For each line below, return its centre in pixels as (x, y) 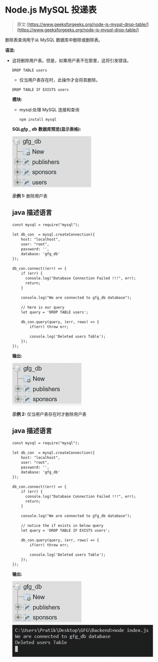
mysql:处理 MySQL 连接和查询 (49, 109)
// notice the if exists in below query (62, 526)
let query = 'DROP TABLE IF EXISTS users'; (65, 530)
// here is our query (43, 307)
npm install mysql (38, 119)
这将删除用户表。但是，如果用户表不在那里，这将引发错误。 (71, 60)
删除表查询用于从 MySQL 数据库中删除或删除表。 (54, 40)
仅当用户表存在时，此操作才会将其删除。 (60, 80)
